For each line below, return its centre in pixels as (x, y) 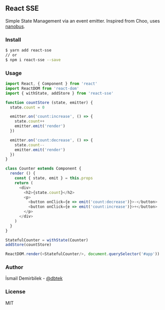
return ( (24, 183)
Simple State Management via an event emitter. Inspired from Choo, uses (83, 21)
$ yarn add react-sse (29, 50)
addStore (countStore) (29, 245)
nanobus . (15, 26)
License (15, 291)
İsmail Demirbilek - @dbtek (34, 278)
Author (14, 267)
